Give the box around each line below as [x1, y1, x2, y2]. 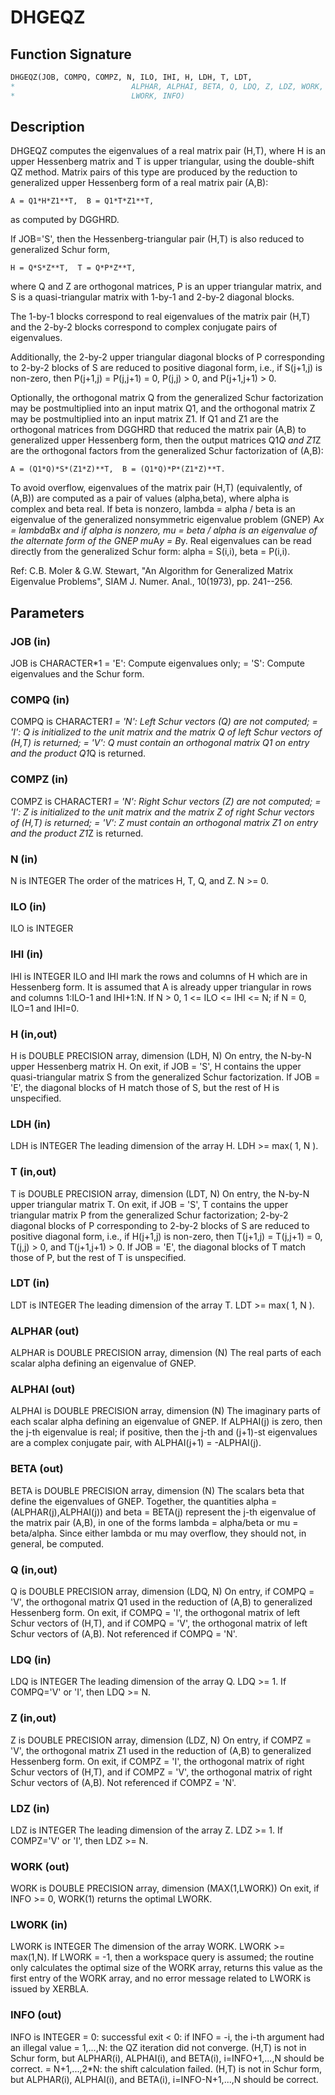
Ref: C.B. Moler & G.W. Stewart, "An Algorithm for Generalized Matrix [10, 565, 294, 577]
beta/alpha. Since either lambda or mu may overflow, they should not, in [10, 1527, 307, 1539]
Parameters [10, 604, 85, 621]
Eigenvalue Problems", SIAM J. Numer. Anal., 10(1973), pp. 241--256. [10, 576, 293, 588]
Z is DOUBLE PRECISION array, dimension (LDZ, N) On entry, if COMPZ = [10, 1734, 312, 1746]
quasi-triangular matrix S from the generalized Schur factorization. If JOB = [10, 1071, 321, 1083]
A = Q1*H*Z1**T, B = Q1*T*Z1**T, [10, 196, 155, 206]
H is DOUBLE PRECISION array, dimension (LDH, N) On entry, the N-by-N [10, 1049, 312, 1061]
